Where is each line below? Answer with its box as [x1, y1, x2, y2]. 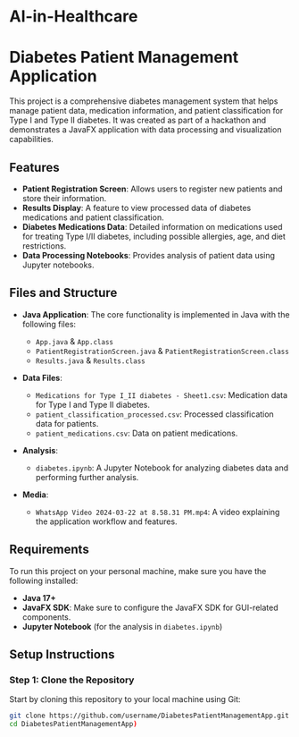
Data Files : [21, 372, 62, 383]
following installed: [9, 575, 79, 586]
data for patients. [35, 418, 99, 428]
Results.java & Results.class [35, 355, 145, 366]
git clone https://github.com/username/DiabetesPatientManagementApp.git [9, 711, 290, 721]
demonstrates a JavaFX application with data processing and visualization [9, 124, 283, 135]
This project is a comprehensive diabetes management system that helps [9, 96, 278, 106]
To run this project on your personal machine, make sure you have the [9, 565, 267, 576]
